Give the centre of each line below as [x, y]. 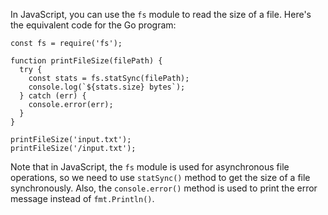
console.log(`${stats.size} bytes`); [107, 87]
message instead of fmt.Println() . [82, 198]
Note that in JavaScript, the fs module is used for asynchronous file [150, 167]
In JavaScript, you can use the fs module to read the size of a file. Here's [161, 14]
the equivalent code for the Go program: [93, 25]
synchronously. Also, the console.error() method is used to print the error [164, 188]
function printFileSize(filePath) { [86, 61]
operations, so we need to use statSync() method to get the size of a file [160, 177]
